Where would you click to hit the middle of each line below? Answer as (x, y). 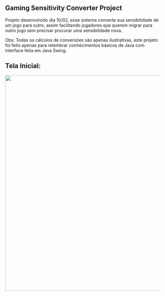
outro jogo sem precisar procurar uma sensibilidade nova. (64, 30)
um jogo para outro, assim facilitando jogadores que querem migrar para (79, 25)
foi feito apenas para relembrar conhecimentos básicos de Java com (75, 45)
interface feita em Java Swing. (36, 50)
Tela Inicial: (23, 66)
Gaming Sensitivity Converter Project (64, 8)
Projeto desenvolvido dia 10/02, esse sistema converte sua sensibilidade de (82, 20)
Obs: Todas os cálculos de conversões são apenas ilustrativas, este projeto (82, 40)
